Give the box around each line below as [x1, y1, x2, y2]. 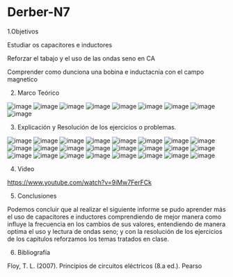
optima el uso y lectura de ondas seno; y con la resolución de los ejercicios [7, 227, 223, 235]
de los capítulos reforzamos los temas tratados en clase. [7, 235, 169, 243]
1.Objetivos [7, 27, 39, 35]
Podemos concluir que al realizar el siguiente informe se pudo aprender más [7, 205, 226, 213]
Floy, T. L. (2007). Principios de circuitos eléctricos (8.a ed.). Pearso [7, 262, 202, 270]
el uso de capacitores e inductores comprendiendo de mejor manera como [7, 212, 222, 221]
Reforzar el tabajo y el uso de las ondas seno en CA [7, 54, 155, 63]
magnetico [7, 74, 38, 84]
